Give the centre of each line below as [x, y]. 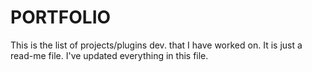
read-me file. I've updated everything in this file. [109, 55]
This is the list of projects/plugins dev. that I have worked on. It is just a [156, 45]
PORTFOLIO [61, 17]
